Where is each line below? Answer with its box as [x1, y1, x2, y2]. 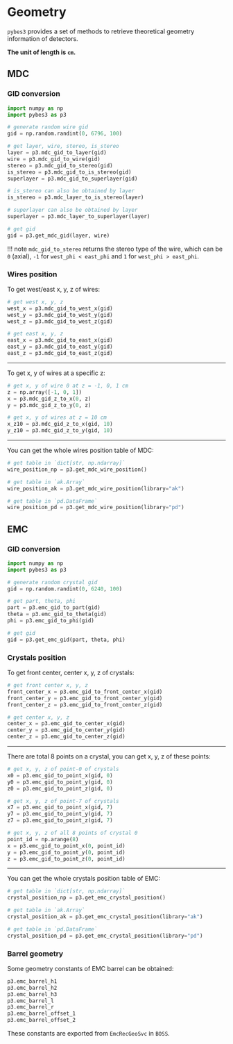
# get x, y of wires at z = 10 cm [7, 414, 107, 421]
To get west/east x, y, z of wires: [7, 285, 101, 293]
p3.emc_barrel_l [7, 997, 54, 1004]
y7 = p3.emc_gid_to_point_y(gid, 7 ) [7, 811, 113, 818]
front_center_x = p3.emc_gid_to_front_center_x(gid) [7, 688, 163, 695]
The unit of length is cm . [7, 48, 76, 56]
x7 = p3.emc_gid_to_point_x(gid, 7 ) [7, 804, 113, 811]
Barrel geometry [7, 949, 64, 959]
